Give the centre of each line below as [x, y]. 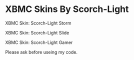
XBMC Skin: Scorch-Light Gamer [39, 42]
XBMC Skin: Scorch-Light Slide [37, 32]
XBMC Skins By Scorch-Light [67, 9]
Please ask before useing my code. [41, 52]
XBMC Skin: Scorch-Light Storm [38, 23]
